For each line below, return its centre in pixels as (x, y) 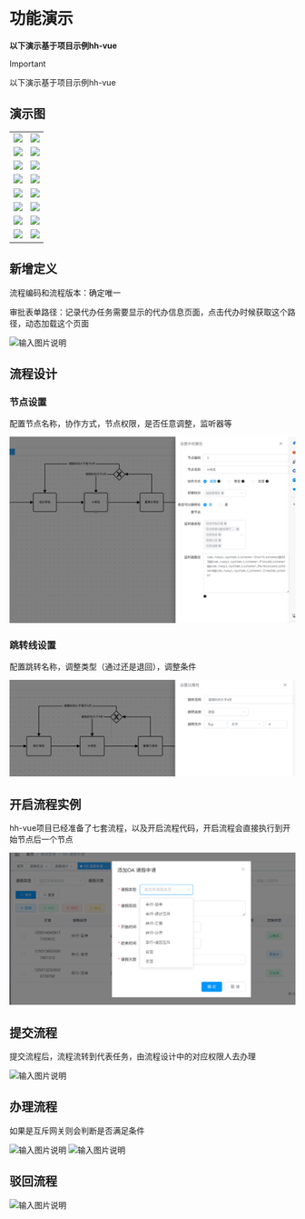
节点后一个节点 (45, 839)
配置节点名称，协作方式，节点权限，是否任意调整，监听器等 (121, 424)
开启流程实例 (45, 804)
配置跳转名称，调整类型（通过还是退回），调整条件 (103, 667)
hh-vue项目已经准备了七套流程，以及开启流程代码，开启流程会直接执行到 (146, 827)
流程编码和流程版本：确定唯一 (65, 293)
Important (28, 64)
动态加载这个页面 (57, 323)
